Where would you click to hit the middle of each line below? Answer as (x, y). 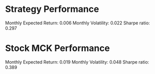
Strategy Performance (52, 9)
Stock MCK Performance (58, 48)
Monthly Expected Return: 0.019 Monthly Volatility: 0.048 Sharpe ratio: (77, 62)
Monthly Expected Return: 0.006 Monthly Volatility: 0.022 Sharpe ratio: (77, 23)
